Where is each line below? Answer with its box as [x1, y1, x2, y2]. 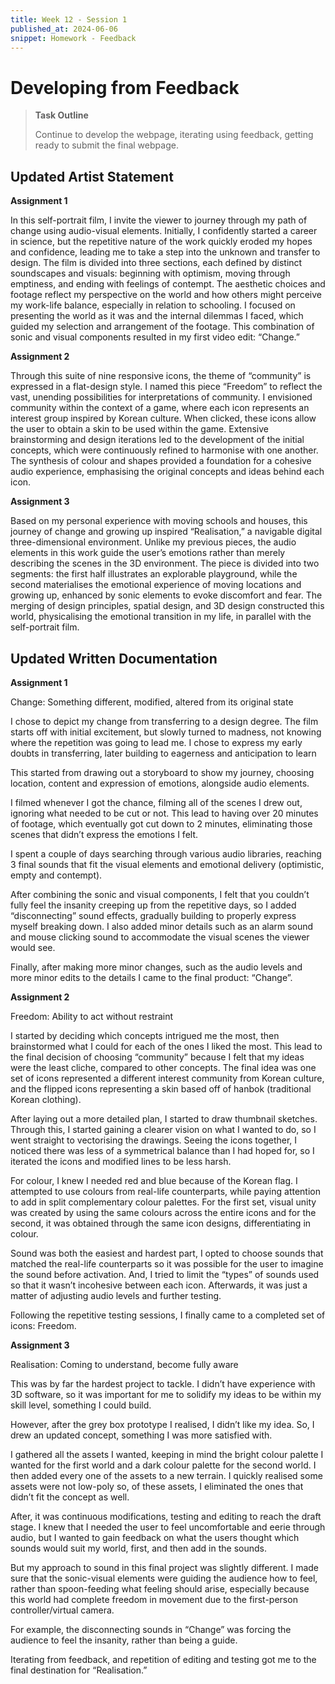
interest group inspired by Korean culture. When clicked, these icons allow [10, 412, 317, 425]
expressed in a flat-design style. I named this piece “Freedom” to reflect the [10, 381, 323, 393]
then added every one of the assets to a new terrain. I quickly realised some [10, 1469, 323, 1481]
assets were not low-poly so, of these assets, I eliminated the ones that [10, 1480, 304, 1492]
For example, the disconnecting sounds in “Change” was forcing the [10, 1623, 292, 1635]
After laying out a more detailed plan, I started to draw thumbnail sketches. [10, 1112, 318, 1125]
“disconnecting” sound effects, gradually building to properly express [10, 909, 297, 921]
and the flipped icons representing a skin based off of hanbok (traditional [10, 1082, 312, 1095]
